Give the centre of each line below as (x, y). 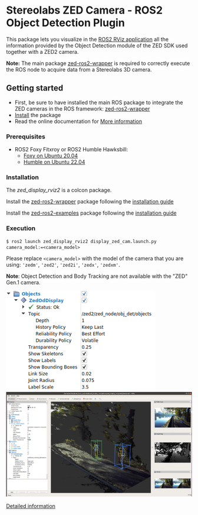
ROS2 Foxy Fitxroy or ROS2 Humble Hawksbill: (71, 150)
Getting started (35, 88)
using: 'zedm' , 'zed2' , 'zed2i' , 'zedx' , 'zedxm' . (63, 264)
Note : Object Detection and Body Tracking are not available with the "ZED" (97, 276)
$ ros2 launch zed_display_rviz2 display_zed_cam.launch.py (82, 241)
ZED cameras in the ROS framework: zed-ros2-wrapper (82, 108)
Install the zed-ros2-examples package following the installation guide (91, 213)
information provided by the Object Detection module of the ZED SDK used (97, 46)
